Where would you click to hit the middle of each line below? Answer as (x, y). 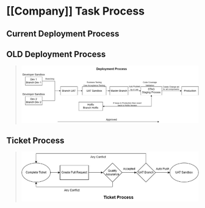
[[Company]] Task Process (76, 11)
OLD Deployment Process (56, 54)
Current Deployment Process (63, 34)
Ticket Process (35, 140)
